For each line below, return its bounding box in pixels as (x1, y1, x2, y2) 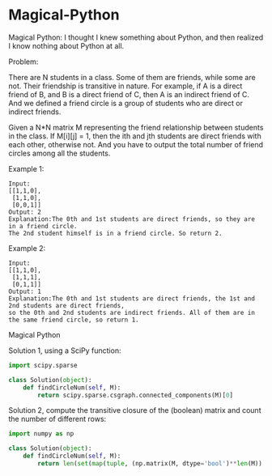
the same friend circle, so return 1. (8, 316, 139, 324)
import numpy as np (8, 430, 74, 438)
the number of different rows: (8, 414, 107, 424)
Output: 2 (8, 208, 42, 216)
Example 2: (8, 243, 46, 253)
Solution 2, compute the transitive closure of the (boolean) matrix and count (8, 406, 261, 415)
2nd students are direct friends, (8, 301, 125, 309)
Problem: (8, 57, 39, 66)
